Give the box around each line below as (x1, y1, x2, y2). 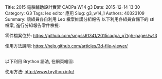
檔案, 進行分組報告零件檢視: (5, 22, 60, 28)
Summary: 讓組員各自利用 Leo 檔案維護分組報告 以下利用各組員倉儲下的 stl (5, 16, 155, 22)
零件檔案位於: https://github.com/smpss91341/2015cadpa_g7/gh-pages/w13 (5, 33, 157, 38)
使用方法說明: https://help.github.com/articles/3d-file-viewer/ (5, 43, 128, 48)
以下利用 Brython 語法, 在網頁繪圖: (5, 59, 74, 64)
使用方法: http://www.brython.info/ (5, 69, 74, 74)
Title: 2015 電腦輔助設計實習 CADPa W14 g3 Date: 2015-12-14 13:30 (5, 4, 140, 10)
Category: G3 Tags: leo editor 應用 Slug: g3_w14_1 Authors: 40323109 (5, 10, 145, 16)
